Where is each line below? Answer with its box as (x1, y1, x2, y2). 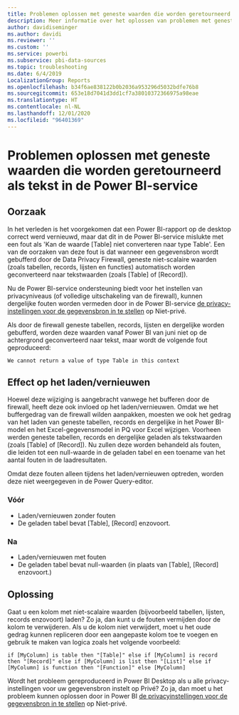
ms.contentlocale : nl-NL (7, 103, 81, 110)
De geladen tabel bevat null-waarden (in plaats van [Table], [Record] (17, 560, 219, 569)
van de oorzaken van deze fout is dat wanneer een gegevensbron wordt (7, 247, 219, 256)
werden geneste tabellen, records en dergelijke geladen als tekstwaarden (7, 433, 223, 442)
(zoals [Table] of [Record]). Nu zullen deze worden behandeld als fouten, (7, 441, 222, 449)
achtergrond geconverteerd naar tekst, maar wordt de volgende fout (7, 336, 208, 344)
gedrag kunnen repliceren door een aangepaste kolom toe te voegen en (7, 630, 218, 639)
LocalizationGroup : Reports (7, 76, 91, 84)
